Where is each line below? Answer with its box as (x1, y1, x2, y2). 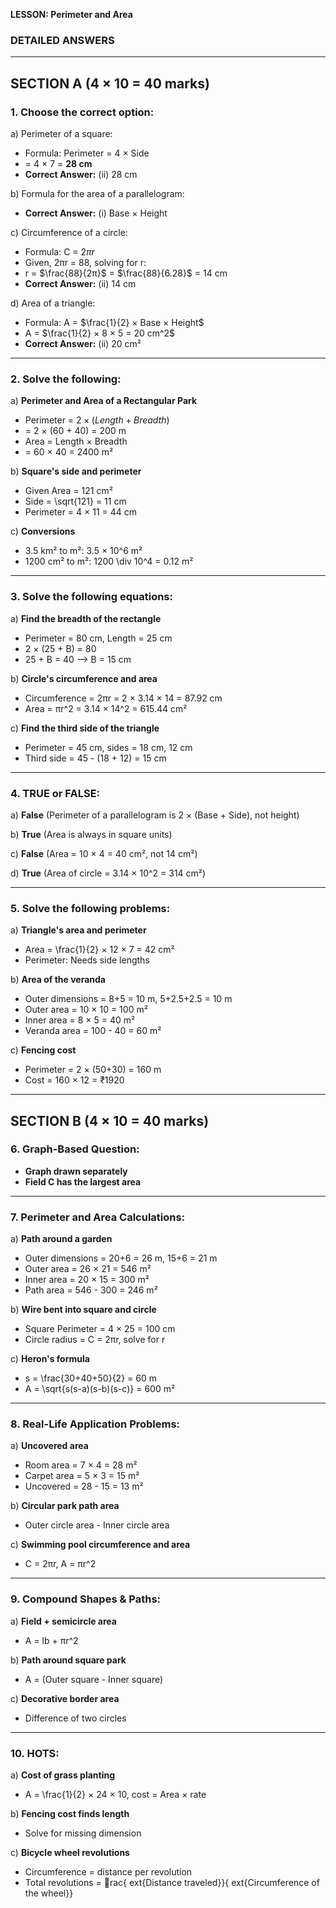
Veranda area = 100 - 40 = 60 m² (24, 1025, 162, 1037)
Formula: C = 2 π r (24, 245, 95, 258)
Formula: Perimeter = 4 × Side (24, 147, 150, 159)
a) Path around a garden (10, 1233, 113, 1245)
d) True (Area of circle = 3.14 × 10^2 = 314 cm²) (10, 867, 207, 879)
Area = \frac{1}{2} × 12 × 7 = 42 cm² (24, 944, 175, 956)
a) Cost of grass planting (10, 1769, 116, 1781)
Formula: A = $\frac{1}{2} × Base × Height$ (24, 316, 205, 328)
